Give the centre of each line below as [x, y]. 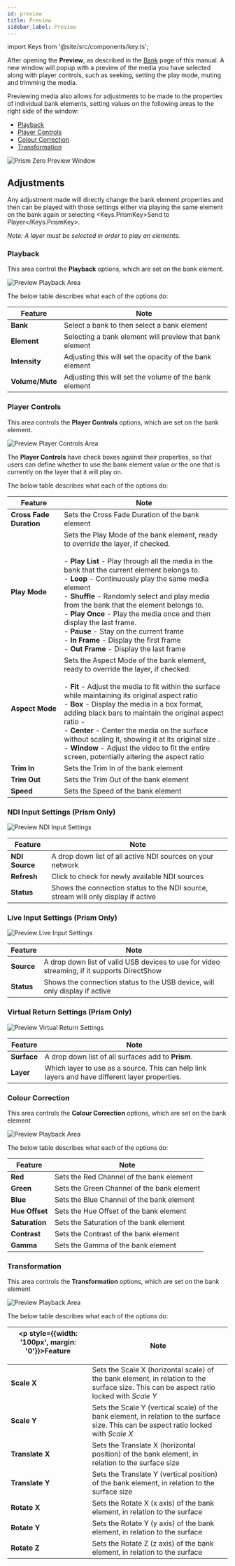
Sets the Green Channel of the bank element [128, 1188]
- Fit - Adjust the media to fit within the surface [142, 686]
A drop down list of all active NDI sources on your [133, 857]
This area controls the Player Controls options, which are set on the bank [113, 422]
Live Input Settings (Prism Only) [62, 918]
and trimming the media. [42, 83]
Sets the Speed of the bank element [123, 791]
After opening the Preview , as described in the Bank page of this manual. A [116, 60]
